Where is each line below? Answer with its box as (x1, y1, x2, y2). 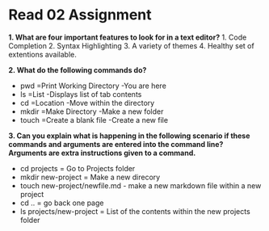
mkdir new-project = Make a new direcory (19, 172, 161, 182)
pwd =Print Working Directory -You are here (19, 81, 167, 90)
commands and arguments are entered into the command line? (8, 139, 224, 149)
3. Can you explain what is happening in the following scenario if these (8, 131, 250, 141)
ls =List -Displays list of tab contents (19, 89, 142, 99)
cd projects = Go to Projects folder (19, 163, 136, 173)
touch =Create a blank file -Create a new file (19, 115, 168, 124)
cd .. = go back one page (19, 198, 104, 208)
